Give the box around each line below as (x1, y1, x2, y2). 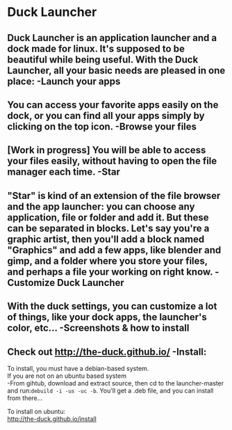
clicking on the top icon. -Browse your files (7, 120, 197, 132)
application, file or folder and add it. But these (7, 212, 210, 223)
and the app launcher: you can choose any (7, 200, 195, 212)
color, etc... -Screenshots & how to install (7, 322, 190, 334)
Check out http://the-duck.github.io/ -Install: (7, 346, 207, 358)
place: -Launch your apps (7, 75, 121, 87)
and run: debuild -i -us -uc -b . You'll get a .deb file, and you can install (7, 386, 214, 395)
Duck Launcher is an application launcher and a (7, 32, 217, 44)
